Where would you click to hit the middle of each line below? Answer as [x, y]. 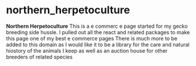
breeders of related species [39, 57]
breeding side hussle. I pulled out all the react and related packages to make [98, 32]
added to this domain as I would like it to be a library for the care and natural [98, 45]
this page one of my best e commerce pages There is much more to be [92, 38]
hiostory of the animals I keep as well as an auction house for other [87, 50]
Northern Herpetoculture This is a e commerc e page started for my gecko [97, 26]
